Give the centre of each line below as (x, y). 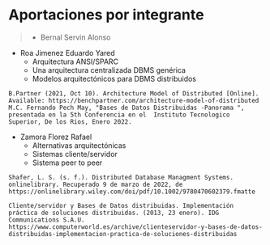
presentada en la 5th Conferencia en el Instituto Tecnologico (119, 115)
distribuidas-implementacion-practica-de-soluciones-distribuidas (123, 234)
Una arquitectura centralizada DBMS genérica (109, 70)
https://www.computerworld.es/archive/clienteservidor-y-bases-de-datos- (136, 227)
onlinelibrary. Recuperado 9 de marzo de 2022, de (96, 184)
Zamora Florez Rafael (56, 137)
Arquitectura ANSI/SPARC (75, 61)
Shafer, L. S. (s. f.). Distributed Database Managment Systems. (121, 177)
